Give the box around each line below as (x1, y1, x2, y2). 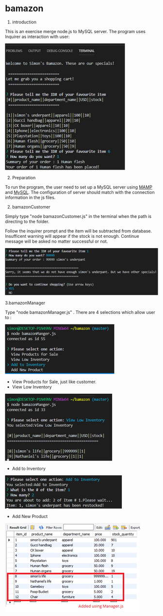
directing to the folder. (5, 218, 49, 224)
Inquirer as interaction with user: (5, 34, 70, 39)
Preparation (12, 174, 36, 180)
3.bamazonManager (5, 300, 45, 306)
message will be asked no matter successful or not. (5, 238, 108, 244)
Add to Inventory (12, 465, 46, 471)
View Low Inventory (12, 384, 52, 390)
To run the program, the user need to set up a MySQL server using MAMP (5, 184, 153, 190)
